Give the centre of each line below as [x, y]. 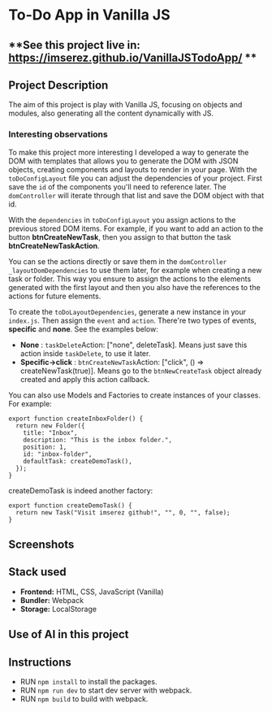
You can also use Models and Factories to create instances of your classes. [135, 395]
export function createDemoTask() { [70, 506]
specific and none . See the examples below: [83, 329]
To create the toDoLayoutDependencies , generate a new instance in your [127, 311]
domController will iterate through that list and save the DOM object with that [136, 195]
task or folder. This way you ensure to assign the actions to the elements [130, 279]
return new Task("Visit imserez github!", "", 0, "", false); [123, 512]
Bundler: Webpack [52, 600]
